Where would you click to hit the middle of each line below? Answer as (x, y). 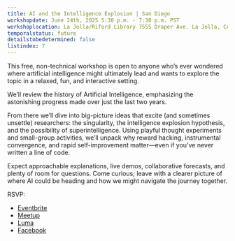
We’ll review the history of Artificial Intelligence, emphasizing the (100, 94)
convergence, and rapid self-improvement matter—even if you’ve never (111, 145)
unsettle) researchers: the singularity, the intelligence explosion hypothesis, (116, 123)
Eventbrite (32, 208)
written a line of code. (39, 152)
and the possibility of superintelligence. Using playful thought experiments (114, 130)
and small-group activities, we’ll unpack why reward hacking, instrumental (114, 138)
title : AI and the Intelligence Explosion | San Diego (89, 14)
